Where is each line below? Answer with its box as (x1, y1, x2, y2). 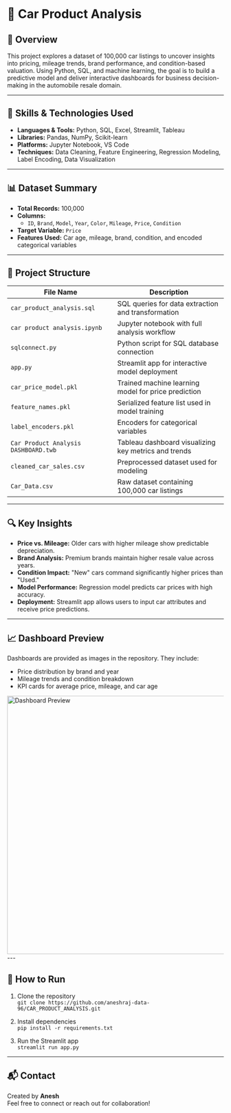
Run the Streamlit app (16, 1037, 79, 1045)
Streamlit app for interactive (117, 358, 208, 368)
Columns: (16, 211, 46, 220)
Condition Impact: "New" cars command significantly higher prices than (16, 568, 223, 577)
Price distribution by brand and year (16, 667, 120, 676)
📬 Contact (7, 1070, 56, 1082)
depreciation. (16, 547, 55, 555)
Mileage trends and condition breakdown (16, 675, 134, 683)
